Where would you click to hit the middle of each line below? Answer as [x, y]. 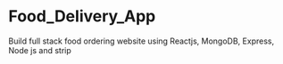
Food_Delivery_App [82, 16]
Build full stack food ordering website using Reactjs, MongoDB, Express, [141, 41]
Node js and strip [40, 50]
